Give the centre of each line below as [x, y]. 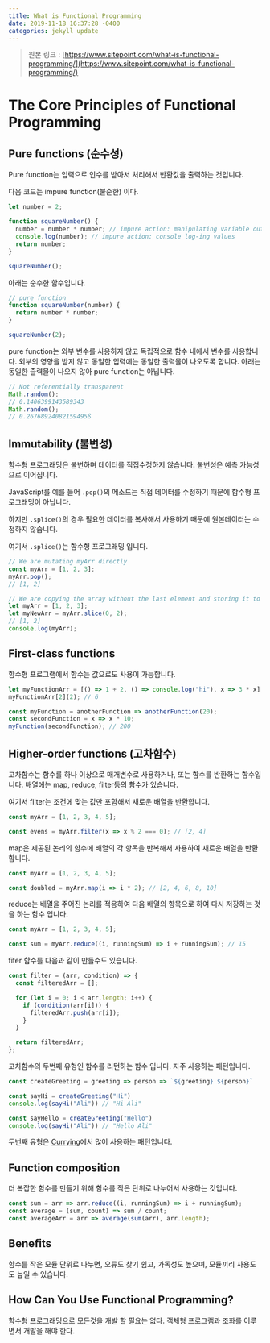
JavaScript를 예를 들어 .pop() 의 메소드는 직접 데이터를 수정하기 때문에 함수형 [130, 492]
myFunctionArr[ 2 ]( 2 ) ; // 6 [53, 697]
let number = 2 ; [35, 207]
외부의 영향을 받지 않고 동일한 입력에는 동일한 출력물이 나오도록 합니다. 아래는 [140, 361]
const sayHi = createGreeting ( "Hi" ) [70, 1096]
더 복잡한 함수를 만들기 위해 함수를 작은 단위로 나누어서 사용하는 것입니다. [123, 1188]
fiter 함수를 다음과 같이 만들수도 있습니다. [73, 961]
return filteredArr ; [50, 1042]
